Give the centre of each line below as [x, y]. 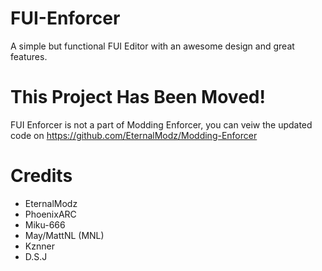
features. [29, 56]
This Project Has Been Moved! [138, 97]
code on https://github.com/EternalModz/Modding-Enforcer [134, 135]
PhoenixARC [50, 214]
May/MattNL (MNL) [64, 235]
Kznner [39, 246]
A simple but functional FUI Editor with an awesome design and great [152, 46]
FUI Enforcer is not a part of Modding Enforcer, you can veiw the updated [161, 124]
